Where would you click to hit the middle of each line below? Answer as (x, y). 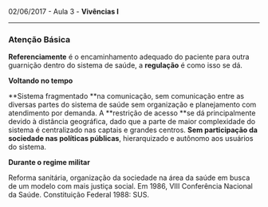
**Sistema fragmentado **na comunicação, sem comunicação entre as (126, 96)
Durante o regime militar (49, 162)
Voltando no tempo (41, 81)
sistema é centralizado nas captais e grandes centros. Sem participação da (133, 130)
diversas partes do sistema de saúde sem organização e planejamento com (132, 105)
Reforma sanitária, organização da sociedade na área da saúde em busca (129, 178)
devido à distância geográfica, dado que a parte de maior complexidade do (132, 122)
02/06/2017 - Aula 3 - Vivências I (64, 12)
